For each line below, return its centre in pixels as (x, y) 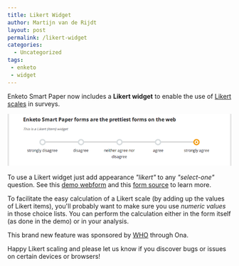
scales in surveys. (34, 104)
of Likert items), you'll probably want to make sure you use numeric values (117, 206)
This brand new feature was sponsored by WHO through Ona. (98, 235)
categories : (25, 45)
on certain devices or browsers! (54, 257)
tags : (15, 60)
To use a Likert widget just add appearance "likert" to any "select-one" (111, 177)
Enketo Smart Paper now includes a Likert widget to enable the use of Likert (119, 96)
